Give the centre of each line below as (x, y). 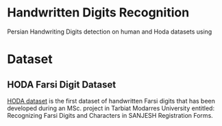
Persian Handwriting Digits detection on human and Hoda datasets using (110, 32)
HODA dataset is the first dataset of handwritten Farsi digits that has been (111, 101)
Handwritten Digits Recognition (98, 13)
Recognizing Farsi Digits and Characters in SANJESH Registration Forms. (110, 115)
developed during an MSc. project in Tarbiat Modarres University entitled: (111, 108)
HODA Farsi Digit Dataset (62, 85)
